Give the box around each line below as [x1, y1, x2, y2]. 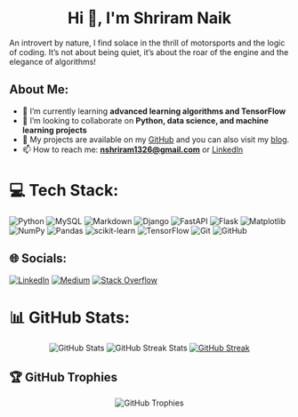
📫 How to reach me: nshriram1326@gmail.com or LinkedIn [21, 144, 244, 155]
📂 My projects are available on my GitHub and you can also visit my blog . [21, 133, 290, 145]
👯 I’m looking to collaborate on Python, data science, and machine [21, 115, 270, 125]
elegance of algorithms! [9, 56, 96, 67]
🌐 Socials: [9, 251, 68, 266]
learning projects [21, 124, 87, 135]
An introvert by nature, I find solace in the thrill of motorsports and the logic [9, 37, 286, 48]
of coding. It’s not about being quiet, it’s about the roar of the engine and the [9, 46, 289, 57]
